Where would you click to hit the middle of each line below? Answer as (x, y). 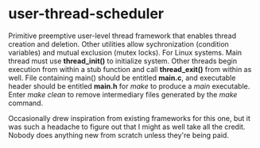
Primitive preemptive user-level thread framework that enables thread (122, 36)
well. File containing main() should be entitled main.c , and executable (122, 78)
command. (26, 103)
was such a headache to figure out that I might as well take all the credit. (127, 127)
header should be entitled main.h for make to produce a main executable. (129, 86)
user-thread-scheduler (86, 14)
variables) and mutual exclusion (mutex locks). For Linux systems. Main (125, 52)
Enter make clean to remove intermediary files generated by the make (123, 94)
